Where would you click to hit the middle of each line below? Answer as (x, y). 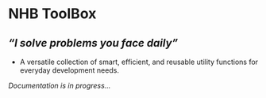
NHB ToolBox (52, 14)
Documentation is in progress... (60, 85)
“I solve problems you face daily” (93, 43)
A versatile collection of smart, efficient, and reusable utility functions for (139, 62)
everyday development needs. (69, 70)
